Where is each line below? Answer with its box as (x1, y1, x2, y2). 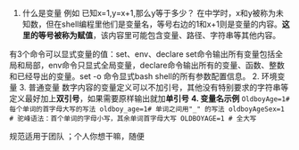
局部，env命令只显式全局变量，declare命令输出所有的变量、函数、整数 (24, 60, 286, 70)
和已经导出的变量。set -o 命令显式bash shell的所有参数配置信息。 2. (9, 71, 261, 82)
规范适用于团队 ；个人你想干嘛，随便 (9, 131, 145, 141)
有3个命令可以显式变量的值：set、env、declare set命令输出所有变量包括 (9, 49, 276, 59)
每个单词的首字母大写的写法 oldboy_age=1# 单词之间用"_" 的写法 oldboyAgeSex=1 (9, 105, 286, 114)
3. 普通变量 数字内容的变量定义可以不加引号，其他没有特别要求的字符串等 (19, 83, 289, 92)
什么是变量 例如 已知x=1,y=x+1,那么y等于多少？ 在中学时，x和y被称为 (21, 8, 277, 18)
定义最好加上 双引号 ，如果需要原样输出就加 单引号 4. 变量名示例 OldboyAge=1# (9, 93, 290, 104)
